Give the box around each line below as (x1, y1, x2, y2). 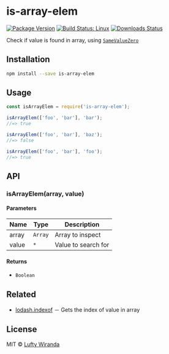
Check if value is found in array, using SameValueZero (6, 36, 139, 44)
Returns (6, 258, 28, 265)
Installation (6, 54, 50, 65)
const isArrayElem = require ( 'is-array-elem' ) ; (6, 104, 130, 110)
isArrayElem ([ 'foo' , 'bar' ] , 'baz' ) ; (6, 132, 103, 138)
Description (64, 220, 100, 229)
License (6, 324, 37, 335)
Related (6, 289, 37, 299)
